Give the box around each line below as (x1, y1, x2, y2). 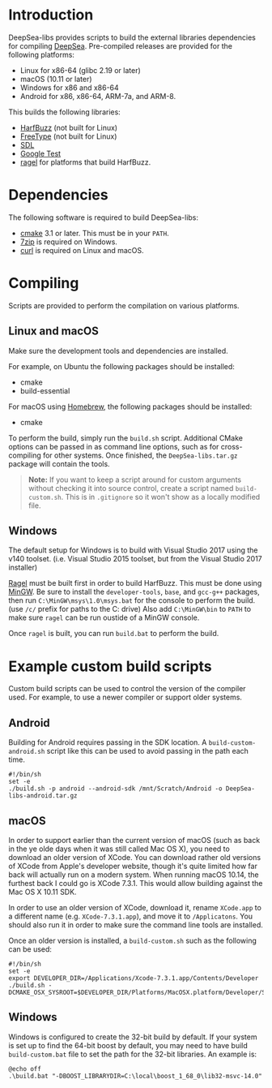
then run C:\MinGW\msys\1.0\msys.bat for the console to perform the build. (8, 596, 256, 605)
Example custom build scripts (8, 657, 212, 675)
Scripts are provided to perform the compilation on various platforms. (8, 300, 240, 310)
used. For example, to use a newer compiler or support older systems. (8, 692, 243, 703)
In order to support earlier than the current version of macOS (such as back (8, 836, 261, 845)
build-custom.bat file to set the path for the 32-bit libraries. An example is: (8, 1049, 257, 1059)
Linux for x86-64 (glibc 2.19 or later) (19, 65, 142, 75)
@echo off (8, 1064, 42, 1073)
